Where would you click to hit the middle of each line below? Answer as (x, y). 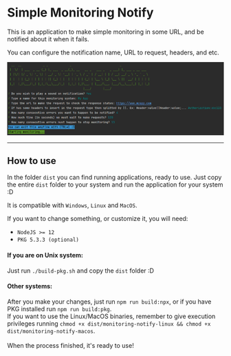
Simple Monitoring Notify (80, 13)
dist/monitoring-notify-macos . (51, 331)
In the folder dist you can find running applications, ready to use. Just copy (114, 178)
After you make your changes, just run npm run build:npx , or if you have (109, 302)
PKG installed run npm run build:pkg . (59, 308)
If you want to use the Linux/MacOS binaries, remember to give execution (111, 316)
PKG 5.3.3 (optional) (48, 240)
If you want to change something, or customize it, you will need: (98, 219)
